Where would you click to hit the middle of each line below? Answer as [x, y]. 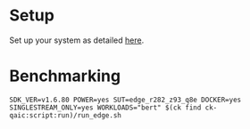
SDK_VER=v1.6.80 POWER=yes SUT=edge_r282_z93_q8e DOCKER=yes [125, 100]
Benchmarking [65, 76]
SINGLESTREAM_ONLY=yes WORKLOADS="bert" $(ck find [105, 108]
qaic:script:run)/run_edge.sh [66, 115]
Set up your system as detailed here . [77, 40]
